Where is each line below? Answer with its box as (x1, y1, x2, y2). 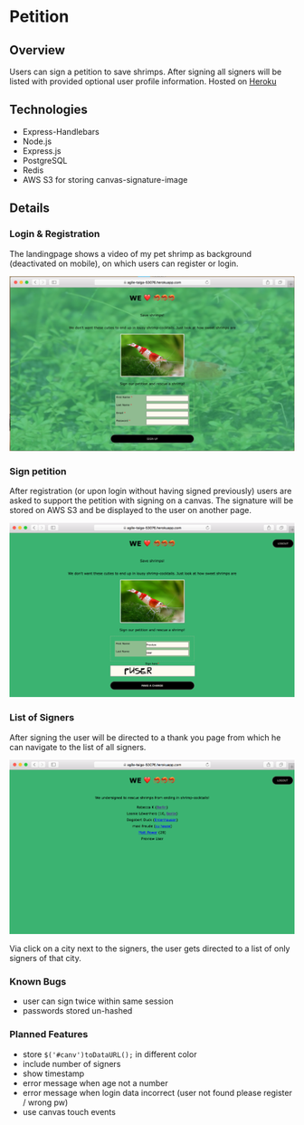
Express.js (22, 145, 62, 156)
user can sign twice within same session (22, 996, 174, 1006)
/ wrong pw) (22, 1097, 69, 1108)
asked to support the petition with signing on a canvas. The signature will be (9, 495, 294, 506)
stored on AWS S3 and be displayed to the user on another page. (9, 504, 252, 515)
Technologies (9, 102, 89, 118)
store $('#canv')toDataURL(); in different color (22, 1048, 197, 1060)
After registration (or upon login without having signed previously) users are (9, 485, 292, 496)
